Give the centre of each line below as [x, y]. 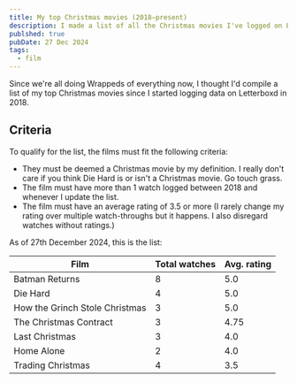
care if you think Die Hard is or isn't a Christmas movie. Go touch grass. [152, 178]
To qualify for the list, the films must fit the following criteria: [118, 151]
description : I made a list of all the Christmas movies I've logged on [146, 26]
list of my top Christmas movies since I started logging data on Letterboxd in [148, 93]
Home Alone [39, 350]
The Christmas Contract [63, 322]
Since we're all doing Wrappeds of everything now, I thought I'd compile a [144, 84]
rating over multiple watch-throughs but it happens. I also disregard [145, 215]
